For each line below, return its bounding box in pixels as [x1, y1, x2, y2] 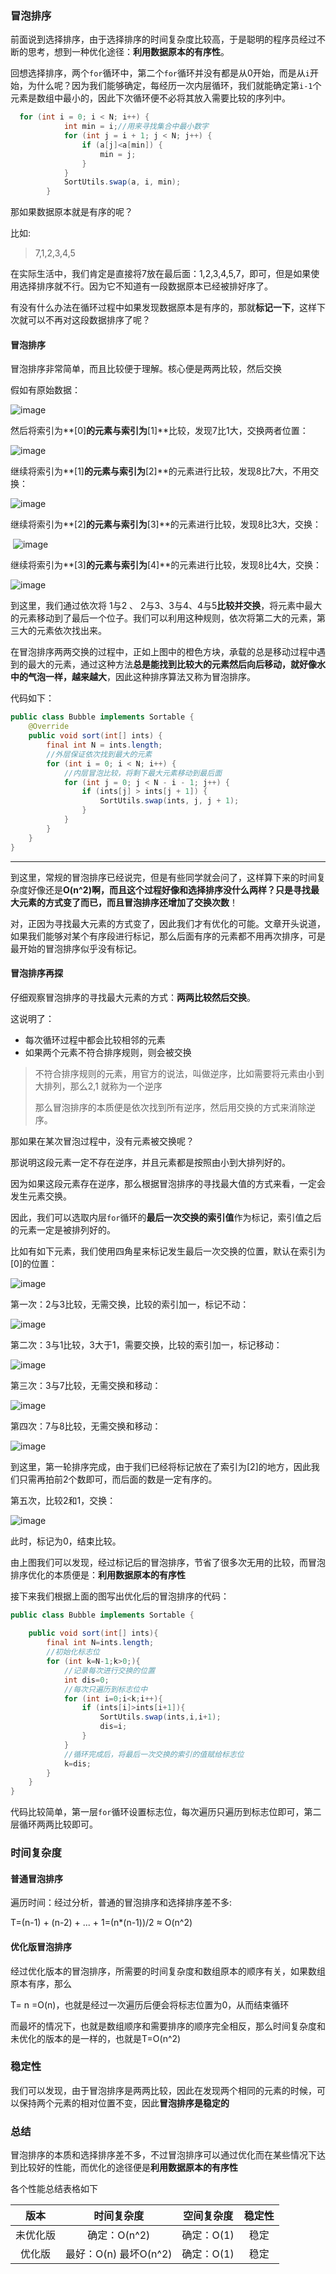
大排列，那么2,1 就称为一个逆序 [34, 1080, 163, 1092]
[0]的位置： [10, 1257, 58, 1269]
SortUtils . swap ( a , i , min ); [63, 177, 182, 187]
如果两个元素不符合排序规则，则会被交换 [24, 1046, 192, 1058]
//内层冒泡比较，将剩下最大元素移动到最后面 [63, 768, 223, 778]
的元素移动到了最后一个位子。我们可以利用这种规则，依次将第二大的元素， [10, 612, 317, 624]
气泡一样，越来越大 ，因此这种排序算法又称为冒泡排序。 [27, 671, 256, 683]
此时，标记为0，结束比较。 [10, 1535, 122, 1547]
